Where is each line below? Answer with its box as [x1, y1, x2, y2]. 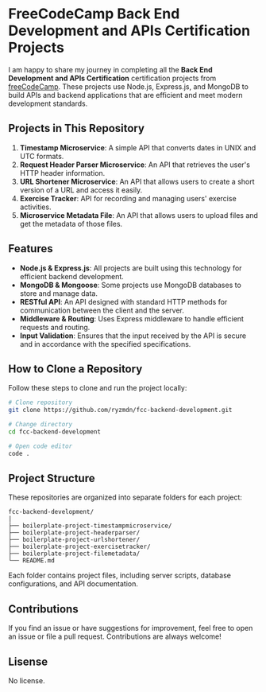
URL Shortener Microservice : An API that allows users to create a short [19, 177, 256, 186]
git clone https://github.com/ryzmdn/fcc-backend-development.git [8, 406, 233, 414]
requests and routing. [19, 322, 91, 332]
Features [8, 242, 53, 255]
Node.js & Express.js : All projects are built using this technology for [19, 263, 242, 273]
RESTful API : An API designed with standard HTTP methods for [19, 297, 228, 306]
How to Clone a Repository [8, 362, 143, 375]
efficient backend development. [19, 271, 125, 281]
